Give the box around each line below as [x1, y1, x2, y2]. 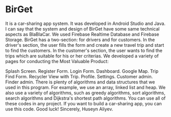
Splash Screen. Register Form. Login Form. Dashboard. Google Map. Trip [5, 68, 159, 74]
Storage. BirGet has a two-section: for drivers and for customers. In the [5, 37, 155, 43]
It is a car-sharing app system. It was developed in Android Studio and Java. [5, 20, 166, 26]
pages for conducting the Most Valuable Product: [5, 58, 109, 64]
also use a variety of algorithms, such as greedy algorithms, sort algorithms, [5, 90, 166, 96]
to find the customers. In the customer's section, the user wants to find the [5, 47, 162, 53]
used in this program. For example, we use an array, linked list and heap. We [5, 84, 166, 90]
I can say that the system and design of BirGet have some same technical [5, 25, 160, 32]
